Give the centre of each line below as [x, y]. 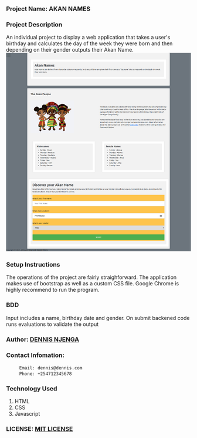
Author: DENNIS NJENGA [43, 339]
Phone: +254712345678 [45, 374]
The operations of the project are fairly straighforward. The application [91, 277]
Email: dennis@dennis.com [51, 368]
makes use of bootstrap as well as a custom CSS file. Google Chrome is [93, 284]
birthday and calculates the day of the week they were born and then [89, 43]
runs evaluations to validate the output [52, 324]
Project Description [34, 24]
